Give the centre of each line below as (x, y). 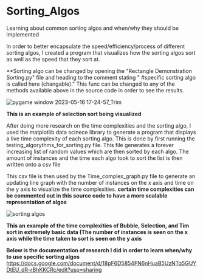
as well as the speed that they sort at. (53, 59)
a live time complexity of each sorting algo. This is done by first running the (101, 139)
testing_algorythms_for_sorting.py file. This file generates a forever (90, 145)
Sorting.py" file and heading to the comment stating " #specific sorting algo (101, 77)
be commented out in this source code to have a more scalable (87, 195)
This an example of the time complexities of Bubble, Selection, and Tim (98, 226)
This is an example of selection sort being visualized (74, 114)
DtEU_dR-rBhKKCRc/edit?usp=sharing (54, 269)
